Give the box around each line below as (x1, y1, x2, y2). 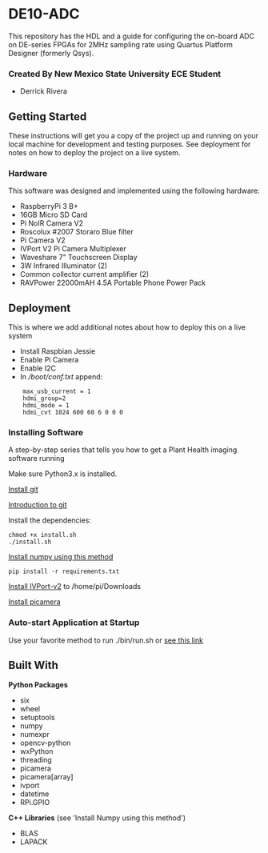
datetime (19, 789, 50, 799)
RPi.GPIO (19, 797, 50, 807)
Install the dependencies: (8, 515, 92, 525)
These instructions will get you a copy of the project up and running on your (8, 131, 258, 141)
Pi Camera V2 (19, 235, 66, 245)
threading (19, 755, 52, 764)
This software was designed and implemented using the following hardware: (8, 186, 260, 196)
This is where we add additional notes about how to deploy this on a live (8, 322, 246, 332)
